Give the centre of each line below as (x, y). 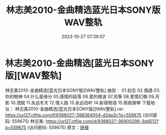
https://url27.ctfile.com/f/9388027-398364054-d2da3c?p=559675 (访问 (79, 115)
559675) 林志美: (28, 121)
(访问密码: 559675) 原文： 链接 (58, 127)
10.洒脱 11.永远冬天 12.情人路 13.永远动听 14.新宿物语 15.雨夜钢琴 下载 (81, 102)
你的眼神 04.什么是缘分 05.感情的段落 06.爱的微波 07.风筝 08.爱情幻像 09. (80, 96)
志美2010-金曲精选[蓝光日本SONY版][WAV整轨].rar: (72, 109)
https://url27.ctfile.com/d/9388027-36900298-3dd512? (102, 121)
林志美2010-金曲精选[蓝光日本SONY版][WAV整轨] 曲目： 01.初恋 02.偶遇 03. (83, 90)
